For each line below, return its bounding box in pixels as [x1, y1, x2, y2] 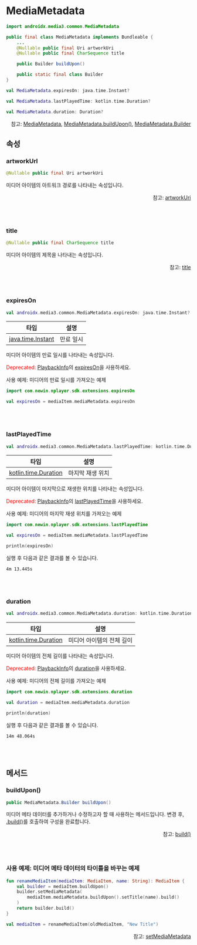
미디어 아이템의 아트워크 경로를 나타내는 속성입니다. [6, 182, 124, 189]
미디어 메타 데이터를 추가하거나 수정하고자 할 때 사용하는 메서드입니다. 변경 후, [6, 811, 185, 818]
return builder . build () [16, 905, 75, 912]
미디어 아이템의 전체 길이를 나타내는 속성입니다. [6, 652, 114, 659]
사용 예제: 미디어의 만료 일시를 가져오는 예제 [6, 377, 107, 384]
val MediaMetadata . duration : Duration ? [6, 109, 104, 115]
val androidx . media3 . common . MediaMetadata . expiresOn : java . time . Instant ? [6, 310, 191, 316]
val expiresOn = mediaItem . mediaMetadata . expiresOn [6, 399, 135, 405]
